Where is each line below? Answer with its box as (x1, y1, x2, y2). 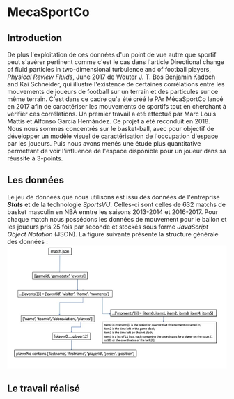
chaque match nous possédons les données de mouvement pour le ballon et (7, 215, 227, 223)
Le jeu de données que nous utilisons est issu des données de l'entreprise (7, 193, 221, 201)
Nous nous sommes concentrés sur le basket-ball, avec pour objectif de (7, 125, 214, 133)
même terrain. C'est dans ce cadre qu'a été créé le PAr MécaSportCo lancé (7, 95, 224, 103)
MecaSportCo (7, 4, 91, 20)
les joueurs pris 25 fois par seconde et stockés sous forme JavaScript (7, 223, 209, 231)
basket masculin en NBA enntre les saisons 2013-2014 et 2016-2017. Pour (7, 207, 218, 216)
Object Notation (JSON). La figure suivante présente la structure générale (7, 229, 219, 238)
